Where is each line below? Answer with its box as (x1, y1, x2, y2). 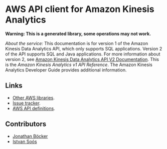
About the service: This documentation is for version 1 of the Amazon (5, 40, 148, 46)
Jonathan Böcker (12, 133, 48, 139)
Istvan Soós (12, 138, 37, 144)
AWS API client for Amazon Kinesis (5, 3, 154, 15)
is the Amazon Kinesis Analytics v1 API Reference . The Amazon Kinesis (5, 61, 153, 67)
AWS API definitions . (12, 105, 55, 111)
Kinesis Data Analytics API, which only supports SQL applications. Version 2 (5, 45, 162, 51)
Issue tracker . (12, 100, 41, 106)
